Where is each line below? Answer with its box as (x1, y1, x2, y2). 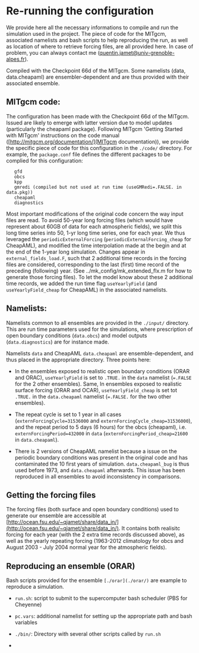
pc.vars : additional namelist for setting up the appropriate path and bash (14, 613, 192, 620)
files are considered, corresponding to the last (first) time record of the (6, 261, 179, 268)
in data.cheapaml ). (14, 436, 59, 443)
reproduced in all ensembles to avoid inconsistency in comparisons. (14, 473, 181, 480)
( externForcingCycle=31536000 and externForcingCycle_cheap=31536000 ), (14, 417, 192, 424)
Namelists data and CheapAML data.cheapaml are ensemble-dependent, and (6, 349, 194, 357)
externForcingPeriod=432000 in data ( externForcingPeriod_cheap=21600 (14, 430, 188, 437)
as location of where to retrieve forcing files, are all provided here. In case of (6, 43, 194, 50)
